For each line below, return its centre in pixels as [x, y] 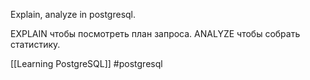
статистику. [35, 44]
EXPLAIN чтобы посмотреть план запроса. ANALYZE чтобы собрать [155, 33]
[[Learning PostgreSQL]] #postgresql [86, 63]
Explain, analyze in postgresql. [73, 14]
